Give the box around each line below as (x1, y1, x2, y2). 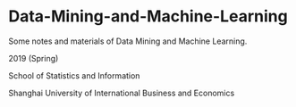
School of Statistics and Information (8, 70, 140, 81)
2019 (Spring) (8, 53, 59, 63)
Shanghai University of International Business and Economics (8, 87, 235, 98)
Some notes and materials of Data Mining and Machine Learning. (8, 36, 248, 46)
